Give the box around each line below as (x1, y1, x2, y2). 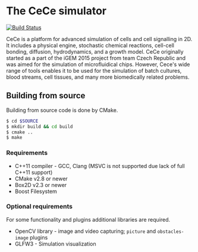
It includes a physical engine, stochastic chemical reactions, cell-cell (6, 42, 174, 49)
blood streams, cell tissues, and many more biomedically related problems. (6, 73, 190, 80)
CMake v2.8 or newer (14, 175, 68, 182)
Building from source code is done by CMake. (6, 106, 118, 114)
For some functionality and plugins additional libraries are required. (6, 216, 171, 223)
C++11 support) (14, 169, 53, 176)
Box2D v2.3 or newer (14, 181, 67, 188)
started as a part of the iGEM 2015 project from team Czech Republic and (6, 54, 186, 61)
